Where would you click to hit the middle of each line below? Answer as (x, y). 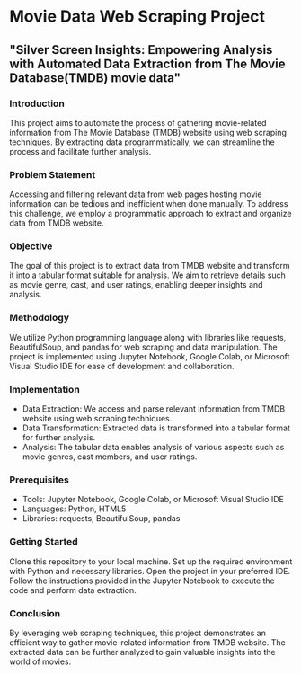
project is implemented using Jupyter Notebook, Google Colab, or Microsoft (150, 356)
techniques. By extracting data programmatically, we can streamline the (142, 142)
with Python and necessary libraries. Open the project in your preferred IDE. (150, 571)
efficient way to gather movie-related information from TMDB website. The (147, 642)
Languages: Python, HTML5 (74, 509)
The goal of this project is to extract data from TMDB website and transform (150, 266)
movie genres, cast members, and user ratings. (110, 457)
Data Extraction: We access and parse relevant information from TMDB (154, 409)
